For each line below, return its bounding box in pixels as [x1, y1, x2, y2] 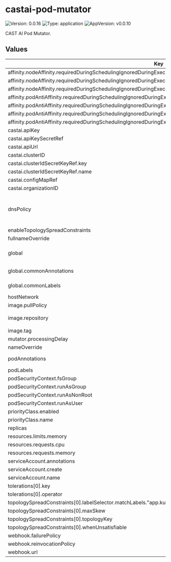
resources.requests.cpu [8, 441, 65, 448]
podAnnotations [8, 355, 46, 362]
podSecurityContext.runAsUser [8, 400, 83, 407]
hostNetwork [8, 293, 39, 300]
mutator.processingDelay [8, 335, 68, 342]
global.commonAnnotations [8, 267, 74, 274]
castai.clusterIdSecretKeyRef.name [8, 168, 92, 175]
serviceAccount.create [8, 466, 62, 473]
